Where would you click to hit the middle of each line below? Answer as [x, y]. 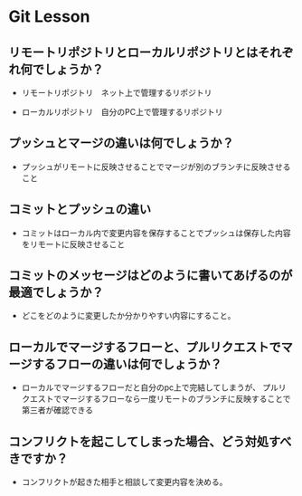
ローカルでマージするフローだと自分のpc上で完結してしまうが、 [141, 387]
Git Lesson [49, 17]
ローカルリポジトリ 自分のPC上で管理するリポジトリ [122, 112]
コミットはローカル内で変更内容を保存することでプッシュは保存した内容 [156, 233]
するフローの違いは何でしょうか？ [127, 364]
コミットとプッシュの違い [80, 210]
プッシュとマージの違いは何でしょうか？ [121, 143]
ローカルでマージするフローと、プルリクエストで [145, 347]
